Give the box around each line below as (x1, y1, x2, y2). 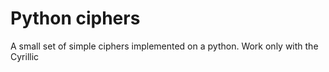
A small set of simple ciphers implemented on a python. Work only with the (10, 40, 319, 52)
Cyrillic (10, 50, 40, 62)
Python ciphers (10, 7, 141, 30)
